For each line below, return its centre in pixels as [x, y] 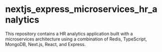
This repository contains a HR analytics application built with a [69, 33]
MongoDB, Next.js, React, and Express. [46, 44]
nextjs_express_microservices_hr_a [81, 9]
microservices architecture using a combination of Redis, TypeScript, [76, 39]
